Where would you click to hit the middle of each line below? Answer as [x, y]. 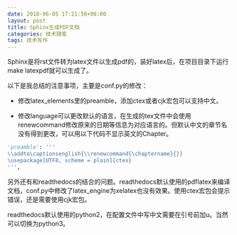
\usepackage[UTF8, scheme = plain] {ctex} [70, 160]
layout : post [27, 21]
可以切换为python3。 [38, 223]
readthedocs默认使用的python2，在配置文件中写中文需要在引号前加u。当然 [118, 214]
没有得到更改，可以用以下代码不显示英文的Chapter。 [95, 134]
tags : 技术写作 [28, 41]
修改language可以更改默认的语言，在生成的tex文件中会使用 [104, 116]
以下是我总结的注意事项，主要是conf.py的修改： [78, 85]
